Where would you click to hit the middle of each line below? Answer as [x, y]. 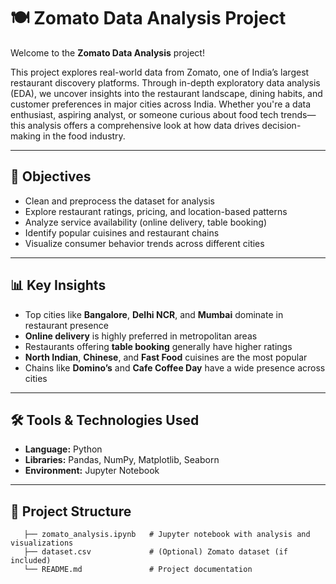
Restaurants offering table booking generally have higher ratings [158, 346]
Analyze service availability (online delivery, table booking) [146, 222]
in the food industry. [84, 136]
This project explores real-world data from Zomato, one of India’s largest [160, 72]
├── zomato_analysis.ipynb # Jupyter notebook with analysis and [167, 535]
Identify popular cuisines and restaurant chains [122, 232]
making [26, 136]
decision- [281, 125]
